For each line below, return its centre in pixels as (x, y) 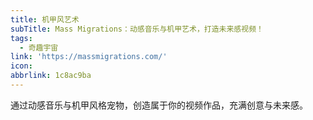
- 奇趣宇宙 (39, 47)
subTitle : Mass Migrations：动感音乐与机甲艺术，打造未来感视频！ (137, 29)
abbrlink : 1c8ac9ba (51, 76)
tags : (21, 38)
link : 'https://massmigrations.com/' (89, 57)
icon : (21, 66)
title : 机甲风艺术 (45, 19)
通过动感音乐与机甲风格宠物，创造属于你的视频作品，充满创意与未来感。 (159, 105)
